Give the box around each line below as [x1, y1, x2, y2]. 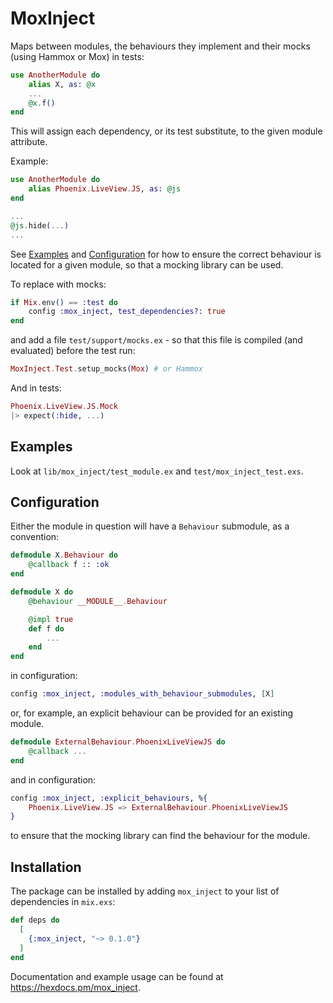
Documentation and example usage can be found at [10, 970, 224, 982]
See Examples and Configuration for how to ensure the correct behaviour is [10, 248, 322, 260]
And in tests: [10, 382, 62, 394]
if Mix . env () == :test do [10, 297, 118, 307]
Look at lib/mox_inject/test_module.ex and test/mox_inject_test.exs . [10, 465, 304, 477]
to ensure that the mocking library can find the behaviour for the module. [10, 830, 311, 842]
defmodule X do [10, 587, 74, 597]
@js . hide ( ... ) [10, 220, 70, 231]
